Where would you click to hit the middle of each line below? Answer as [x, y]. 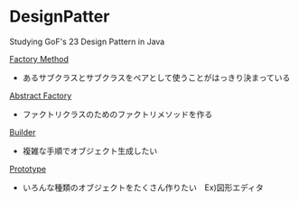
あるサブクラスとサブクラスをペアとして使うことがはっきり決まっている [156, 78]
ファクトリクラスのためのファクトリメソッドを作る [117, 114]
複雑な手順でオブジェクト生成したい [90, 151]
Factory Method [39, 59]
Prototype [28, 169]
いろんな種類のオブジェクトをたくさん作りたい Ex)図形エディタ [143, 187]
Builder [23, 132]
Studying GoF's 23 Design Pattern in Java [87, 41]
